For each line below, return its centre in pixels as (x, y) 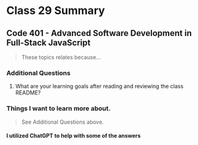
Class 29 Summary (56, 11)
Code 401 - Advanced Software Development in (99, 33)
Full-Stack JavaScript (48, 42)
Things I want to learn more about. (59, 108)
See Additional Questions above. (63, 122)
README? (28, 93)
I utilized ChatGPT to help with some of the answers (74, 136)
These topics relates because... (61, 57)
